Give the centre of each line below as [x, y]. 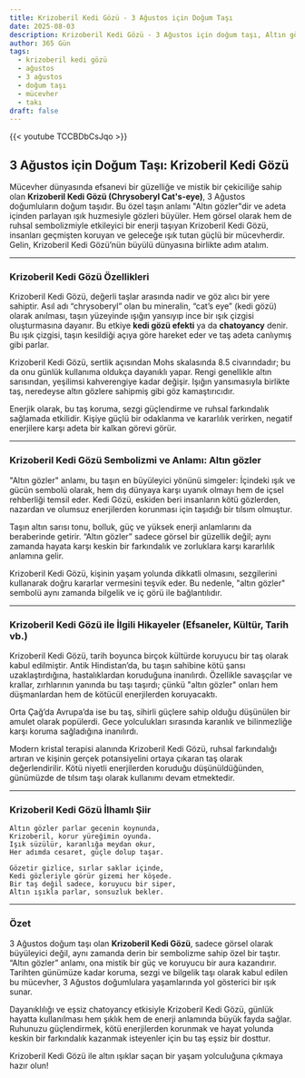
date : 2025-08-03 [42, 26]
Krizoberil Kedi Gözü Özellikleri [79, 276]
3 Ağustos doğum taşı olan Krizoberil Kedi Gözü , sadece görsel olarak [142, 943]
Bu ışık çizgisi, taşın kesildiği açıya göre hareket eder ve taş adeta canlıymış [151, 335]
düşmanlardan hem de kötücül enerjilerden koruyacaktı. [113, 694]
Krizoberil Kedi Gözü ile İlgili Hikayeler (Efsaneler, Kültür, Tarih [149, 625]
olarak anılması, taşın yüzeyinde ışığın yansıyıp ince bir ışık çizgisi [132, 316]
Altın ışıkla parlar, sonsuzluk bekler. [87, 892]
